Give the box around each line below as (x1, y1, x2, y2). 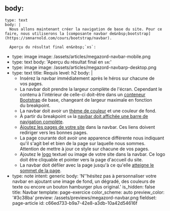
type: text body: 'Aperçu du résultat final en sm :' (12, 59, 112, 65)
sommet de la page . (19, 167, 62, 173)
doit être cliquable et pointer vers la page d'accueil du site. (19, 156, 143, 162)
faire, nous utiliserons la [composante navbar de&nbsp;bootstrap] (5, 31, 151, 36)
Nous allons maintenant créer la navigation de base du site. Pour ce (9, 27, 162, 32)
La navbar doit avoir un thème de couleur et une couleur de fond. (19, 107, 157, 114)
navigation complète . (19, 119, 64, 125)
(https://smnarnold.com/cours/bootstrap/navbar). (5, 35, 112, 40)
